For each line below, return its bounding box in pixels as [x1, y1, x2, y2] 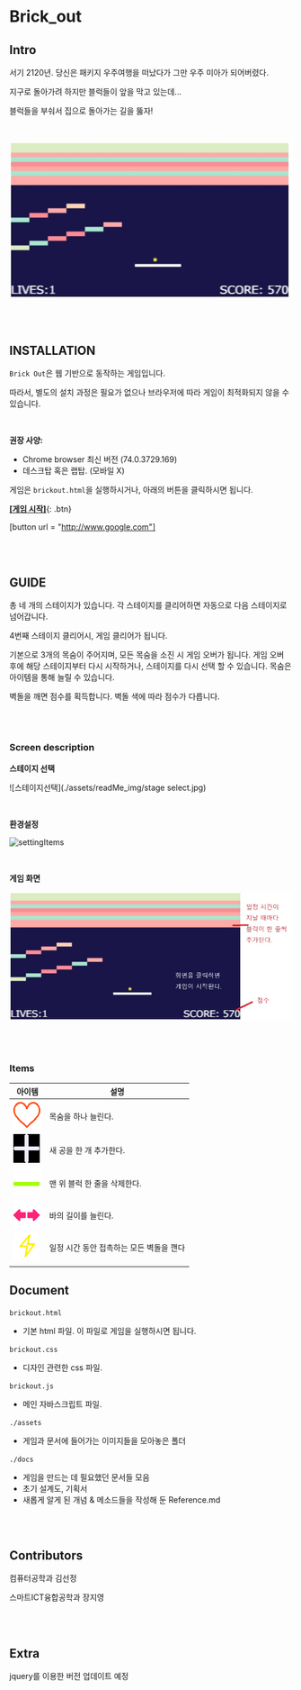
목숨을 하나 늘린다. [49, 1111, 114, 1122]
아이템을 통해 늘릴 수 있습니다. [9, 672, 115, 683]
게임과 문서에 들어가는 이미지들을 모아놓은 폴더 [22, 1435, 186, 1446]
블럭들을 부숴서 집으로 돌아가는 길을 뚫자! [9, 105, 154, 116]
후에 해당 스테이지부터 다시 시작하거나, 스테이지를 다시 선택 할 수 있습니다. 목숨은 [9, 660, 292, 672]
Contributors [9, 1548, 84, 1564]
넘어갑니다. [9, 611, 49, 622]
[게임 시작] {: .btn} [9, 504, 72, 514]
